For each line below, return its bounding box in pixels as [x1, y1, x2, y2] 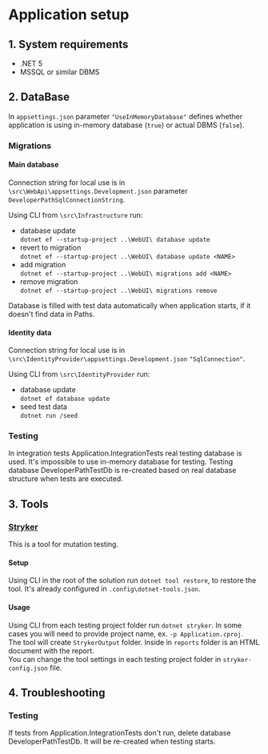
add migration [19, 259, 66, 269]
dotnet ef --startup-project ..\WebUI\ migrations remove [19, 287, 218, 295]
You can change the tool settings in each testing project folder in [8, 654, 222, 664]
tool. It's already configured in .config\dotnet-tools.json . [8, 584, 202, 594]
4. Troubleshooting [8, 686, 106, 700]
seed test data [19, 402, 68, 411]
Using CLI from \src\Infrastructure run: [8, 210, 143, 219]
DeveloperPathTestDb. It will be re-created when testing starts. [8, 736, 216, 746]
